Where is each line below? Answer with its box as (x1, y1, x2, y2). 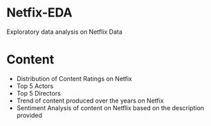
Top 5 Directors (16, 89, 62, 97)
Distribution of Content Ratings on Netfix (16, 74, 133, 83)
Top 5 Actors (16, 81, 54, 90)
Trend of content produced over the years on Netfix (16, 96, 164, 105)
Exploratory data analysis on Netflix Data (6, 28, 122, 36)
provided (16, 111, 43, 119)
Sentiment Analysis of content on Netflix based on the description (16, 103, 205, 112)
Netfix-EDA (6, 5, 73, 21)
